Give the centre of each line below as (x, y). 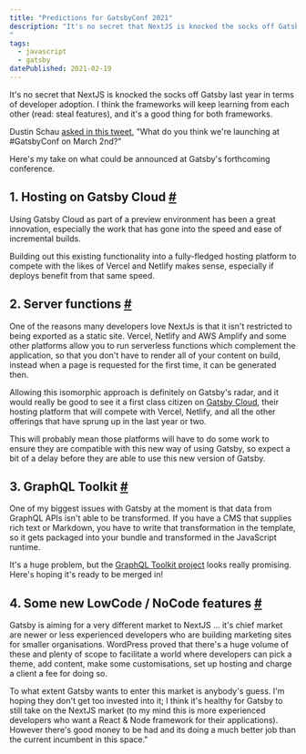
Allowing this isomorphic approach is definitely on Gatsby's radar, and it (144, 392)
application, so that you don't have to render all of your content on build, (145, 355)
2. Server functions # (71, 305)
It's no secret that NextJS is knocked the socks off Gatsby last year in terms (152, 94)
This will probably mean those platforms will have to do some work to (140, 439)
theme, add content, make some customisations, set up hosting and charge (151, 664)
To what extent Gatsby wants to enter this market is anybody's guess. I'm (147, 691)
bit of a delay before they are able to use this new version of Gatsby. (138, 458)
